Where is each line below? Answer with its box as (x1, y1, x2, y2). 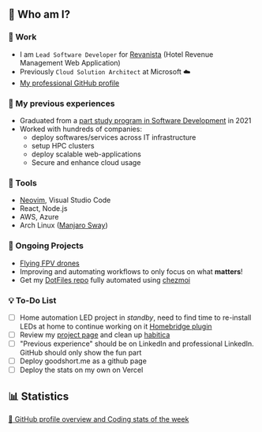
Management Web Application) (19, 58, 121, 67)
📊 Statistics (8, 389, 69, 403)
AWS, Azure (19, 212, 59, 222)
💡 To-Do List (8, 295, 57, 306)
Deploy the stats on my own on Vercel (19, 365, 144, 375)
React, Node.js (19, 204, 68, 213)
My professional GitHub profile (19, 78, 120, 88)
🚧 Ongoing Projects (8, 240, 84, 251)
